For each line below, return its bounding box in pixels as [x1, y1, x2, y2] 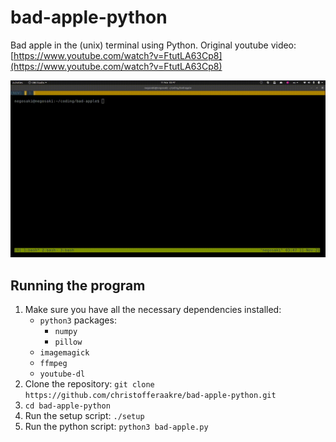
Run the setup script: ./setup [24, 410, 145, 422]
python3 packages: [39, 314, 117, 326]
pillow [54, 337, 83, 348]
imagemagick [39, 348, 90, 358]
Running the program [10, 277, 146, 294]
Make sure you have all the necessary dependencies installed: [24, 304, 282, 316]
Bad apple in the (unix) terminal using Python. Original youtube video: [10, 39, 297, 51]
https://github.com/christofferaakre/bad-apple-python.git [24, 391, 277, 401]
